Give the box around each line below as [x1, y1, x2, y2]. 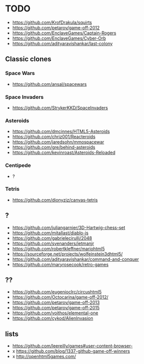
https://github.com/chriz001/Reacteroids [12, 134, 96, 140]
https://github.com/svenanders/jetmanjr [12, 240, 94, 246]
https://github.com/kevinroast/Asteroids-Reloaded [12, 149, 116, 155]
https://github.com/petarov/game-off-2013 [12, 299, 100, 305]
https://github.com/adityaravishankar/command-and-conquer [12, 256, 139, 262]
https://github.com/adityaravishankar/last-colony [12, 40, 113, 46]
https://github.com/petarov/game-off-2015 [12, 305, 100, 311]
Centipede [5, 162, 31, 169]
